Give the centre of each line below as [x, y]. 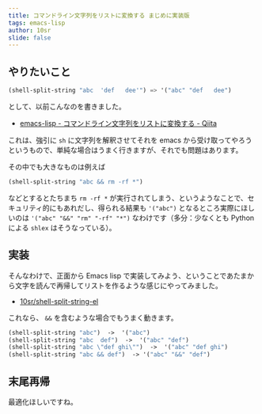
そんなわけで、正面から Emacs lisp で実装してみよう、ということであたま [128, 275]
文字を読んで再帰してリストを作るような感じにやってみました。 [119, 285]
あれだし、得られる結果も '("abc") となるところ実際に [152, 207]
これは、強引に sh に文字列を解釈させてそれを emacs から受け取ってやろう [130, 140]
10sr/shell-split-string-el [59, 301]
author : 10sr [30, 30]
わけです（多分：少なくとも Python [197, 218]
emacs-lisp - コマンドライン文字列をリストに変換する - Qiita [118, 123]
